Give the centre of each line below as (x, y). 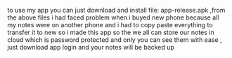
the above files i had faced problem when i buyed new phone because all (113, 17)
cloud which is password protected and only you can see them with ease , (115, 40)
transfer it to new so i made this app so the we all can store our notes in (111, 32)
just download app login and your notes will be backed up (91, 47)
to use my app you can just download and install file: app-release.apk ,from (116, 10)
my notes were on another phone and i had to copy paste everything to (110, 25)
